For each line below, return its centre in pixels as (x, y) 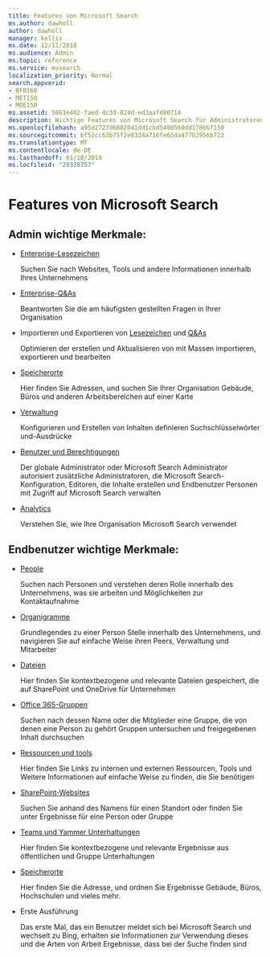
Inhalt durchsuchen (52, 737)
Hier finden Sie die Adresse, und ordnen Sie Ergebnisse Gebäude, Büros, (141, 887)
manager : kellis (35, 38)
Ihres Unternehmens (54, 278)
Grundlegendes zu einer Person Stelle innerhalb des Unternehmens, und (140, 632)
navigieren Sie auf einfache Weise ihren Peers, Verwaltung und (124, 641)
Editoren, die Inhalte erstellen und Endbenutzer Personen (163, 485)
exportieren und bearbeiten (65, 357)
